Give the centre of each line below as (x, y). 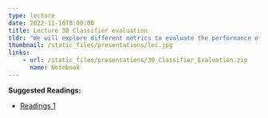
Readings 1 (37, 105)
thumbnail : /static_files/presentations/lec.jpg (91, 45)
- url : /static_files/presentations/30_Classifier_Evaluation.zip (135, 61)
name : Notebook (55, 68)
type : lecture (32, 16)
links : (19, 53)
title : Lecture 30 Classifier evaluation (78, 30)
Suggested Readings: (45, 90)
